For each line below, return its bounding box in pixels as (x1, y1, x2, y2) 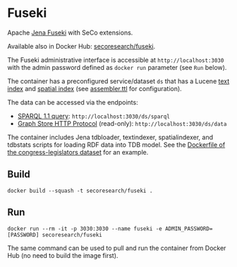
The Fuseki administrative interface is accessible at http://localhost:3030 (7, 55, 224, 64)
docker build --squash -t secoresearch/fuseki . (7, 187, 153, 194)
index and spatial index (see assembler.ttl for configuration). (7, 84, 182, 93)
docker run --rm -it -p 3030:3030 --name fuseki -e (7, 225, 162, 232)
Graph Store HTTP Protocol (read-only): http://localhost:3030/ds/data (17, 119, 227, 128)
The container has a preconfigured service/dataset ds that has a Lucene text (7, 76, 230, 85)
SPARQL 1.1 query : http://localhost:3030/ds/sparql (17, 112, 171, 120)
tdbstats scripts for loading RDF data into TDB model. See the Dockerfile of (7, 140, 226, 149)
